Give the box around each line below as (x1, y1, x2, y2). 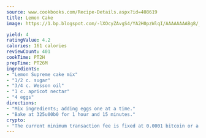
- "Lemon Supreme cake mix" (6, 71, 78, 77)
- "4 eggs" (6, 94, 34, 101)
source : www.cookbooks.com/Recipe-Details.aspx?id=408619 (6, 9, 158, 15)
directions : (6, 100, 37, 106)
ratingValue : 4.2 (6, 37, 51, 44)
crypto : (6, 117, 26, 123)
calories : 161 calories (6, 43, 67, 49)
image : (6, 20, 23, 26)
